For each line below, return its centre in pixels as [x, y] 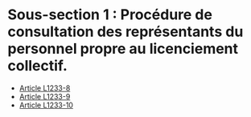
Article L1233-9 [45, 96]
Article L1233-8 [45, 88]
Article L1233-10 [46, 105]
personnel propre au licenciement [123, 49]
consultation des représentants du [125, 32]
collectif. [37, 66]
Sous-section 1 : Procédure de [110, 15]
